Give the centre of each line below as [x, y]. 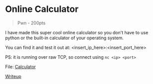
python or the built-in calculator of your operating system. [65, 38]
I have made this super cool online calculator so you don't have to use [77, 32]
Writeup [13, 76]
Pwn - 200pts [31, 23]
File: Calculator [21, 67]
